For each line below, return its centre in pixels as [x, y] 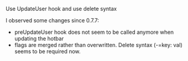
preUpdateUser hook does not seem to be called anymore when [94, 32]
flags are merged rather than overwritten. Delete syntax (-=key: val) [99, 45]
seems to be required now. [47, 51]
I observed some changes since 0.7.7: [52, 20]
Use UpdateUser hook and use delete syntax [61, 9]
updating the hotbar [39, 38]
